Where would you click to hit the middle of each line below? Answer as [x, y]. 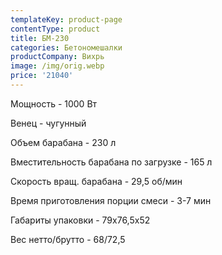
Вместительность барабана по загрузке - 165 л [111, 162]
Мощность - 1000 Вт [54, 103]
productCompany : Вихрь [57, 57]
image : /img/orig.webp [57, 66]
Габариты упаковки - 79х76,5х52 [80, 220]
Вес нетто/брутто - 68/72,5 [68, 239]
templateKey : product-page [66, 19]
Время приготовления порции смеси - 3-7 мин [111, 200]
